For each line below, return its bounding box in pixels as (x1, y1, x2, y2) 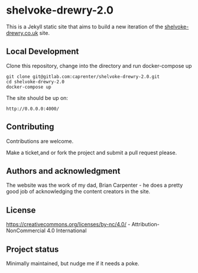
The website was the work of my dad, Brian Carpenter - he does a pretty (6, 181, 183, 189)
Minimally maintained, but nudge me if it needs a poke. (6, 260, 139, 266)
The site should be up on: (6, 94, 69, 101)
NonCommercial (6, 227, 46, 234)
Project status (6, 244, 59, 254)
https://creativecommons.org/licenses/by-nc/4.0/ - (6, 221, 131, 228)
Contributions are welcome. (6, 137, 74, 145)
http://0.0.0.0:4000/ (6, 106, 60, 112)
